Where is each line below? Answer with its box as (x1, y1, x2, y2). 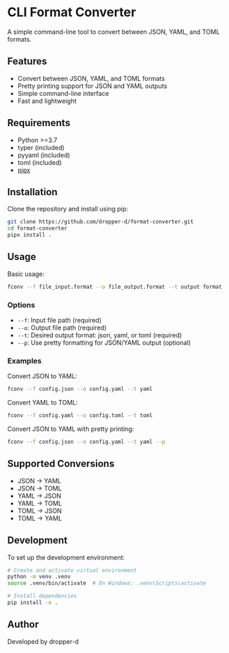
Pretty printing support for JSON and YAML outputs (17, 82, 168, 90)
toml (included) (17, 158, 62, 166)
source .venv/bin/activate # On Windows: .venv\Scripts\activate (7, 580, 206, 587)
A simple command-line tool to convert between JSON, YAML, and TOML (7, 27, 221, 36)
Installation (7, 186, 58, 198)
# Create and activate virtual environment (7, 566, 137, 574)
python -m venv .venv (7, 573, 71, 580)
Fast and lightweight (17, 97, 77, 105)
